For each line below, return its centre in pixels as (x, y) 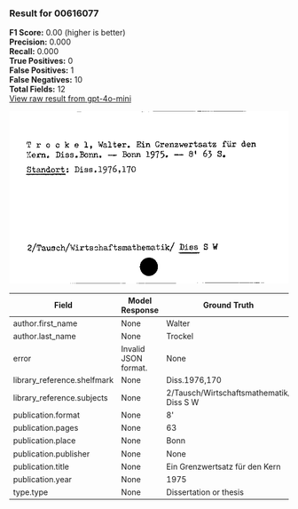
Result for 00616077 (54, 13)
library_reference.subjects (60, 397)
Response (140, 310)
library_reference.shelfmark (63, 380)
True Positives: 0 (41, 61)
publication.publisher (51, 453)
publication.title (41, 466)
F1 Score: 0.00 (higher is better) (67, 33)
